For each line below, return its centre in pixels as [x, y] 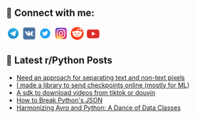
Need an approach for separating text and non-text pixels [100, 77]
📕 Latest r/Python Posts [59, 61]
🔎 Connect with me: [50, 13]
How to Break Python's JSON [59, 100]
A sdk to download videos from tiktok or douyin [86, 92]
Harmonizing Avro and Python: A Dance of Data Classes [98, 108]
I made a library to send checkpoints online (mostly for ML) [103, 85]
